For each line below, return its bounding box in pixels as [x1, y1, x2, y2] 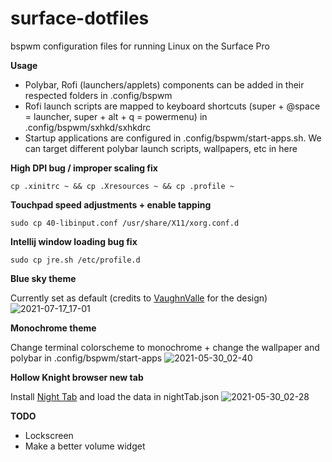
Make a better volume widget [24, 440, 146, 452]
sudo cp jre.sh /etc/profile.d [10, 255, 141, 265]
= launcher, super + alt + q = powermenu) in [24, 110, 208, 122]
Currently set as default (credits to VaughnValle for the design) [10, 292, 268, 304]
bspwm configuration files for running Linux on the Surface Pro [10, 40, 270, 52]
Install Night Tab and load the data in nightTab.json [10, 390, 220, 402]
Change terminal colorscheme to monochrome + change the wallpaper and [10, 341, 320, 353]
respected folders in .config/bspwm [24, 89, 173, 101]
